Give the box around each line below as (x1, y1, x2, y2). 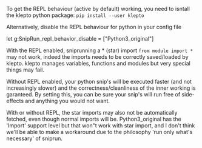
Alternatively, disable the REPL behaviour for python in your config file (6, 24, 182, 30)
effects (6, 97, 24, 104)
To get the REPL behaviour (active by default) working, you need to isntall (6, 5, 190, 12)
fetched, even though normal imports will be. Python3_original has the (6, 115, 181, 123)
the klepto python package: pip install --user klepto (6, 12, 144, 19)
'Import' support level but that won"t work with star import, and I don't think (6, 122, 195, 129)
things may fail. (6, 66, 44, 73)
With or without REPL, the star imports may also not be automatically (6, 109, 178, 116)
